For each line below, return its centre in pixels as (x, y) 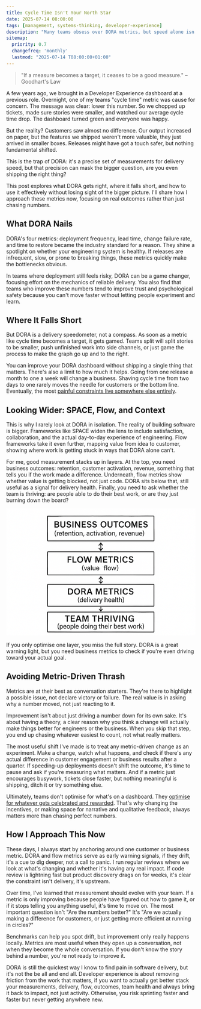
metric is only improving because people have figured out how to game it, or (100, 899)
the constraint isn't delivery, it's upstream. (58, 881)
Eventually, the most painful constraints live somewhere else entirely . (91, 391)
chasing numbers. (28, 205)
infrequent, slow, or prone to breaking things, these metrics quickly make (97, 258)
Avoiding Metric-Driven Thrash (66, 677)
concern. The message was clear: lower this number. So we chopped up (96, 106)
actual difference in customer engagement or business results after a (91, 759)
